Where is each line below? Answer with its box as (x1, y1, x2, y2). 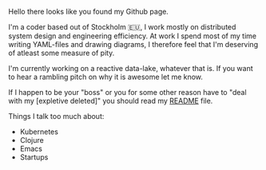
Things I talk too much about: (8, 112, 105, 121)
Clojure (19, 136, 44, 144)
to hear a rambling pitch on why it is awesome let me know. (8, 72, 204, 81)
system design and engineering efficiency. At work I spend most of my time (8, 31, 257, 41)
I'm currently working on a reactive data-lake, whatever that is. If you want (8, 64, 253, 73)
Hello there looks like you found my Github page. (8, 7, 169, 16)
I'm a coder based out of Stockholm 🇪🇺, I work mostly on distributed (8, 22, 236, 31)
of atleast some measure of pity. (8, 48, 115, 57)
